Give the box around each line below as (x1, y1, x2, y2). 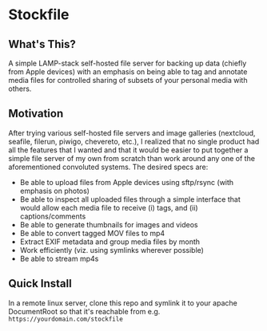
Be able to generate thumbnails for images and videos (19, 219, 198, 229)
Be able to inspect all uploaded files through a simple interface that (19, 194, 241, 204)
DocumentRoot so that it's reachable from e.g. (8, 306, 161, 316)
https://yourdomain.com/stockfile (8, 315, 124, 323)
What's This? (8, 37, 76, 51)
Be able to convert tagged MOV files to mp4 (19, 228, 165, 238)
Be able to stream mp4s (19, 254, 99, 263)
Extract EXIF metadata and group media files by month (19, 237, 201, 246)
